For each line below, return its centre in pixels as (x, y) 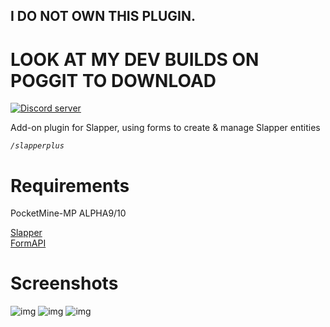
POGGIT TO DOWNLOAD (113, 80)
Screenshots (64, 283)
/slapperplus (37, 146)
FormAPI (28, 243)
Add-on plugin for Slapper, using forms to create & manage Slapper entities (165, 128)
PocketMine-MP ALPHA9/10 (68, 213)
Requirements (70, 185)
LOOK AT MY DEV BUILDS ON (135, 59)
